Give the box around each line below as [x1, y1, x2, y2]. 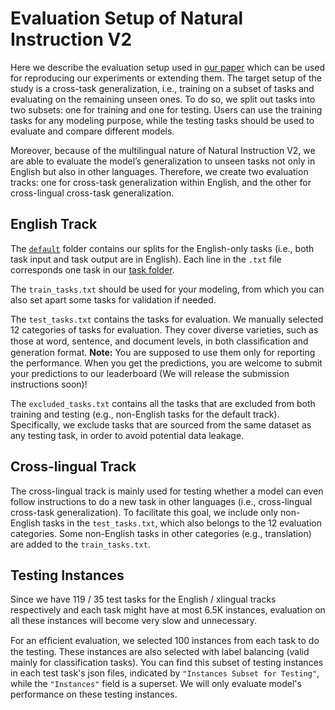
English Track [10, 216, 98, 233]
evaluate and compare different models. [10, 125, 175, 137]
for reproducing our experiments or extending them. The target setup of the [10, 72, 322, 84]
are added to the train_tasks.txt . [10, 538, 151, 550]
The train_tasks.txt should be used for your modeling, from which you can [10, 283, 325, 295]
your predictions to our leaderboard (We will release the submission [10, 367, 290, 379]
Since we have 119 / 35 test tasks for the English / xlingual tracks [10, 593, 277, 606]
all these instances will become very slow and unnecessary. [10, 615, 258, 627]
